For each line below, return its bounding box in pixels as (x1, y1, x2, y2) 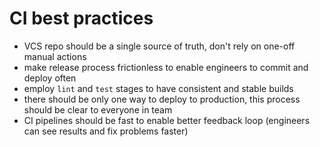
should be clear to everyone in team (23, 103, 173, 116)
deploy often (23, 72, 77, 84)
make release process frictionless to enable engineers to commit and (23, 61, 309, 73)
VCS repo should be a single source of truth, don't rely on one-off (23, 40, 296, 52)
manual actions (23, 50, 87, 62)
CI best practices (9, 7, 154, 30)
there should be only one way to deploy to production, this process (23, 93, 301, 105)
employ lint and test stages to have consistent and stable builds (23, 82, 294, 94)
